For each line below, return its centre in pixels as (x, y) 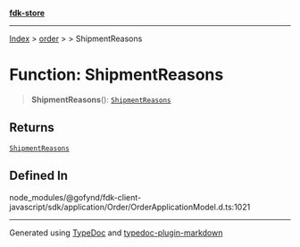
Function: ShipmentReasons (117, 75)
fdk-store (27, 13)
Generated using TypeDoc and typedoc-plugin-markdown (116, 233)
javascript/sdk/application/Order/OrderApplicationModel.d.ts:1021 (130, 207)
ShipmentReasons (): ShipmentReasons (101, 99)
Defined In (39, 176)
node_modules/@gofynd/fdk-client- (75, 197)
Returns (32, 128)
